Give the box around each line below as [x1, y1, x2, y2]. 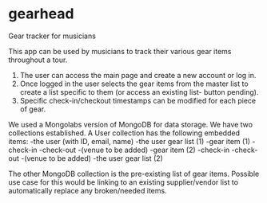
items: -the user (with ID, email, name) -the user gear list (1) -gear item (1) [8, 136, 250, 146]
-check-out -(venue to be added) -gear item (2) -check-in [38, 145, 230, 154]
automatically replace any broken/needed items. [8, 185, 167, 195]
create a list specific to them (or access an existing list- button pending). [19, 87, 259, 96]
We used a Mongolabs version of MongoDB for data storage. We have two [8, 119, 253, 129]
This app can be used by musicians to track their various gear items [8, 46, 232, 56]
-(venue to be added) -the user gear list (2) [21, 153, 164, 163]
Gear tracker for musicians [8, 31, 96, 41]
